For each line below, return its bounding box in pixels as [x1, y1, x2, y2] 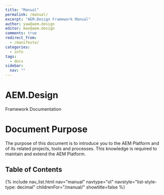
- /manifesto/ [10, 40, 39, 45]
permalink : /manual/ [5, 12, 49, 17]
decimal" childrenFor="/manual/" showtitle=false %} [17, 184, 125, 190]
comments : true [5, 31, 37, 36]
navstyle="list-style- [114, 178, 157, 184]
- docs [10, 59, 24, 64]
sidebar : [5, 63, 24, 68]
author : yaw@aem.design [5, 21, 55, 27]
